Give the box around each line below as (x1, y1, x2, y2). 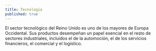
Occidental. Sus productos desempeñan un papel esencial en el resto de (5, 30, 151, 36)
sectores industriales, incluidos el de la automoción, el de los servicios (5, 35, 147, 41)
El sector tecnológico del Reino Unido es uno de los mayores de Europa (5, 25, 149, 31)
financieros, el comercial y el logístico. (5, 40, 82, 46)
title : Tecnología (5, 7, 42, 12)
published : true (5, 12, 38, 17)
